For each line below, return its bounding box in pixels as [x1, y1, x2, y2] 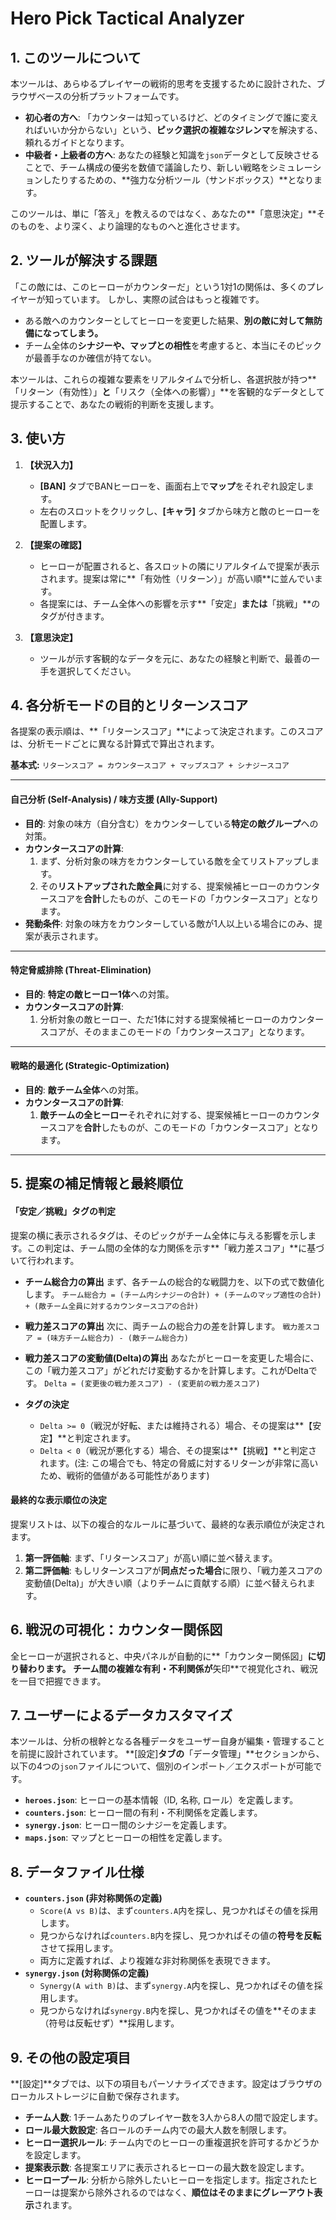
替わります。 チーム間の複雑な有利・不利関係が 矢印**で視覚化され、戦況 [18, 1662, 318, 1674]
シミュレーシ [268, 162, 322, 173]
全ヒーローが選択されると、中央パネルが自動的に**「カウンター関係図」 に [10, 1650, 317, 1662]
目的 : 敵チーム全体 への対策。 [24, 1084, 145, 1096]
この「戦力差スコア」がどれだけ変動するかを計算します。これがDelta [24, 1364, 309, 1376]
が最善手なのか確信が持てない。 [24, 352, 157, 364]
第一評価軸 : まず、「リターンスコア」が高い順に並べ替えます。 [24, 1552, 278, 1564]
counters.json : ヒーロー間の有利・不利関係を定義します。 [24, 1807, 263, 1819]
